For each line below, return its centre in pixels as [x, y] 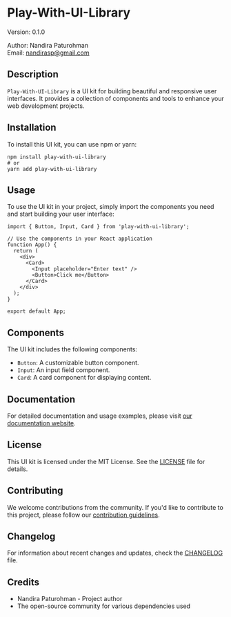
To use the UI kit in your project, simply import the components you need [111, 207]
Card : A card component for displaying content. [84, 378]
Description [33, 74]
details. [18, 469]
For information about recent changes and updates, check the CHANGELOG [115, 553]
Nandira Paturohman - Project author [70, 599]
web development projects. [46, 106]
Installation [32, 128]
